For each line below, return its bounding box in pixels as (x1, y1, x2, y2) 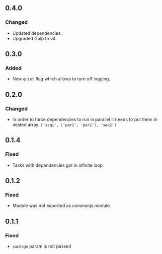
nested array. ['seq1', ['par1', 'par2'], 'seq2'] (12, 122, 117, 128)
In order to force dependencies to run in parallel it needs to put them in (12, 117, 158, 123)
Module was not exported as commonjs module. (12, 203, 111, 209)
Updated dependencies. (12, 30, 62, 36)
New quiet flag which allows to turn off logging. (12, 76, 110, 82)
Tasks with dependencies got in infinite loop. (12, 162, 104, 168)
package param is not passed (12, 243, 71, 250)
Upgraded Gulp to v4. (12, 35, 57, 41)
